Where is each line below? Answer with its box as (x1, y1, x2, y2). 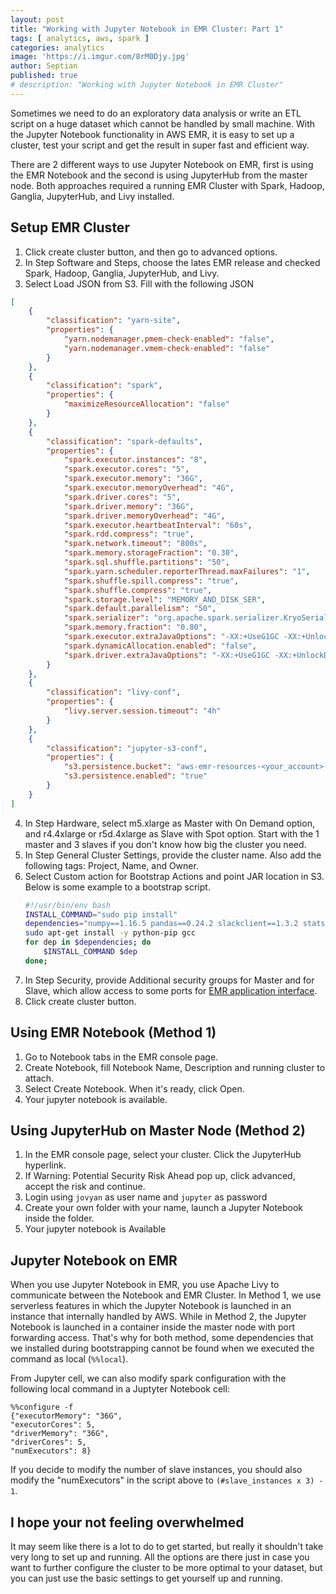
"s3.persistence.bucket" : (63, 762, 172, 772)
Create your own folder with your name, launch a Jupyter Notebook (24, 1202, 304, 1214)
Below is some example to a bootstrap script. (24, 881, 211, 893)
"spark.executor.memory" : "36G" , (63, 474, 203, 484)
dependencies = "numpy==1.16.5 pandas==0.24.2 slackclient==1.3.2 (24, 919, 299, 929)
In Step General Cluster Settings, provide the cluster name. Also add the (24, 849, 322, 861)
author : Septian (10, 61, 78, 71)
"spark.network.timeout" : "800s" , (63, 539, 208, 549)
